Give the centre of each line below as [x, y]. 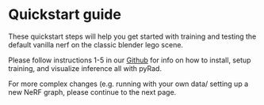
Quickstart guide [65, 15]
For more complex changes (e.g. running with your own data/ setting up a [128, 84]
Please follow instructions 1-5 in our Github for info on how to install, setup [130, 60]
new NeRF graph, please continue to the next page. [92, 92]
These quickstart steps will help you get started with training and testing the [132, 36]
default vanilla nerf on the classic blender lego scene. [96, 44]
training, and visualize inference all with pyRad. [85, 68]
